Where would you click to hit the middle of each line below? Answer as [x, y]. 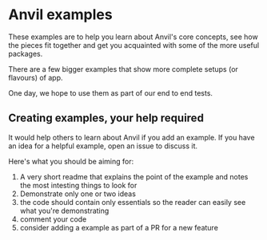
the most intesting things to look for [78, 185]
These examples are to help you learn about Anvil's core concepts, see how [133, 37]
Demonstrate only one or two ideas [78, 194]
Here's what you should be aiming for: [71, 161]
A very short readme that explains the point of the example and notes [134, 176]
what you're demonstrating [64, 210]
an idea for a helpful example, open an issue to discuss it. [103, 146]
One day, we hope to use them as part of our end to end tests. [111, 92]
